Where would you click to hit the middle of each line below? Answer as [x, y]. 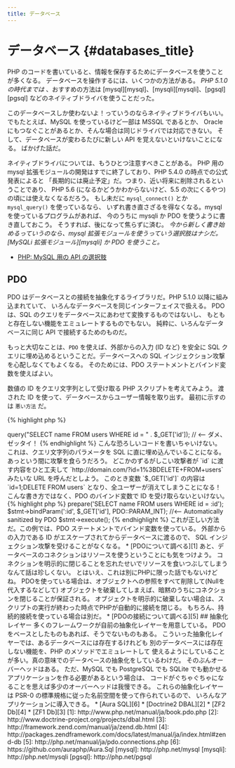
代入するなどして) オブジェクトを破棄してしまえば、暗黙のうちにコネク [110, 590]
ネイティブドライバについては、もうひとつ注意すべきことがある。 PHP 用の [116, 163]
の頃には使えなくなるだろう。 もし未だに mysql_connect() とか [98, 198]
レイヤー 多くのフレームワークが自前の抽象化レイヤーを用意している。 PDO [116, 625]
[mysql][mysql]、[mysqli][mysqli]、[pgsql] [164, 89]
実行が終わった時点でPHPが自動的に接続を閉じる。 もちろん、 [128, 608]
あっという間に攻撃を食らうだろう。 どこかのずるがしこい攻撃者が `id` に [112, 461]
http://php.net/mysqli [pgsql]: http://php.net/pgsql [80, 757]
